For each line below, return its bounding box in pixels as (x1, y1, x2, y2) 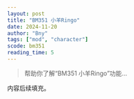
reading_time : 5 (7, 49, 54, 56)
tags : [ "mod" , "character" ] (7, 36, 89, 43)
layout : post (7, 10, 45, 17)
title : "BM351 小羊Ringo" (7, 17, 80, 24)
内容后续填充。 (7, 84, 50, 92)
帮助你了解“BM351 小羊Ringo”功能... (24, 69, 127, 77)
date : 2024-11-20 (7, 23, 58, 30)
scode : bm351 (7, 43, 45, 49)
